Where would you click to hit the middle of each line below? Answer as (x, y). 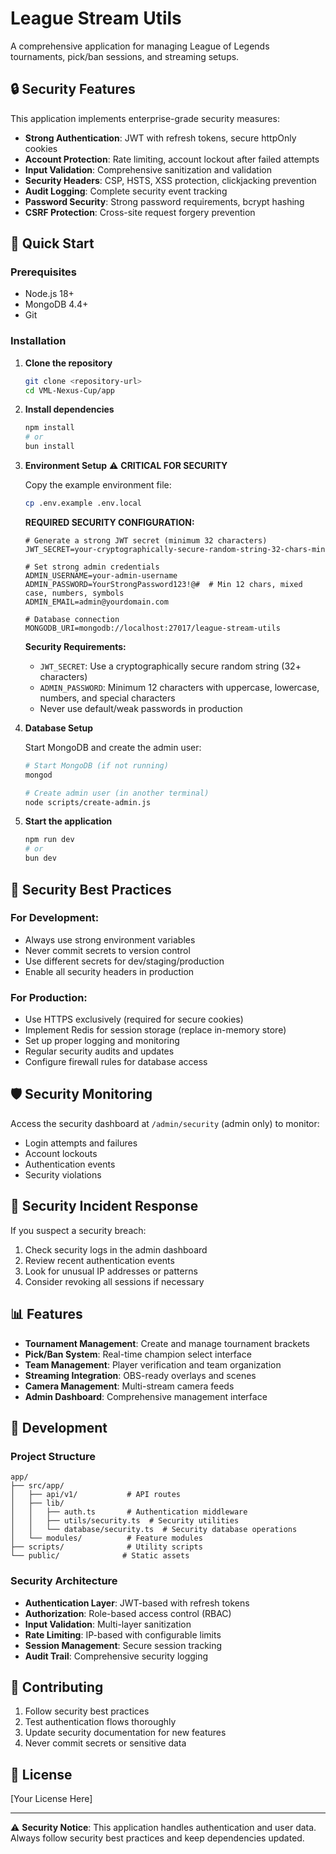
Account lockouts (61, 1153)
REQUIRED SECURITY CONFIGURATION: (109, 522)
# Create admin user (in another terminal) (117, 793)
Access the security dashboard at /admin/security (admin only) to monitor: (165, 1123)
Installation (38, 341)
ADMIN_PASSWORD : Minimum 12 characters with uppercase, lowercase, (179, 687)
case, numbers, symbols (74, 593)
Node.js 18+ (49, 294)
